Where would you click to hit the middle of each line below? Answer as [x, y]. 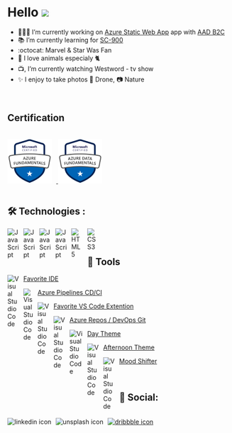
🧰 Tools [104, 262]
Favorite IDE [41, 279]
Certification [36, 118]
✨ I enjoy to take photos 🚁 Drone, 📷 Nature [81, 79]
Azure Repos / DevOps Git [108, 320]
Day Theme [104, 334]
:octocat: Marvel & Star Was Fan [65, 50]
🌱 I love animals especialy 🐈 [59, 58]
